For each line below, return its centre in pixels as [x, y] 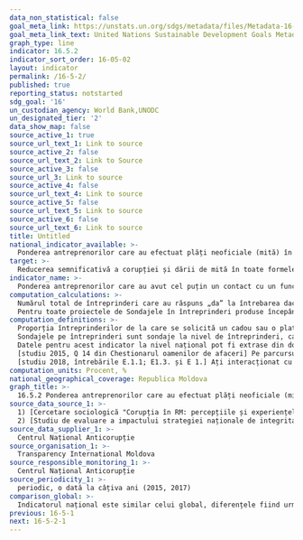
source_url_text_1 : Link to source [76, 144]
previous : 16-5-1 [42, 513]
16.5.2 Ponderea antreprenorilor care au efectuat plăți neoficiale [149, 396]
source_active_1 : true [52, 135]
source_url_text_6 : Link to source [76, 228]
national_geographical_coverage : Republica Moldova [108, 379]
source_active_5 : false [54, 203]
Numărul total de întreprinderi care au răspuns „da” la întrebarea [149, 303]
